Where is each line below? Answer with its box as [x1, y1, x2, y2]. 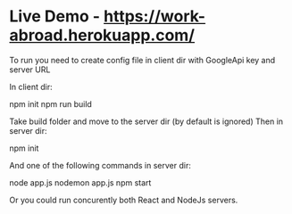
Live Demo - [9, 6, 101, 27]
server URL [9, 64, 51, 75]
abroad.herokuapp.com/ [9, 25, 195, 45]
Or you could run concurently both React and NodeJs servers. [9, 194, 238, 205]
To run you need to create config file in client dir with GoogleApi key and [9, 54, 276, 65]
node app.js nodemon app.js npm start [9, 177, 152, 188]
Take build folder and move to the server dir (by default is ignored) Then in [9, 116, 284, 127]
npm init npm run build [9, 98, 92, 109]
